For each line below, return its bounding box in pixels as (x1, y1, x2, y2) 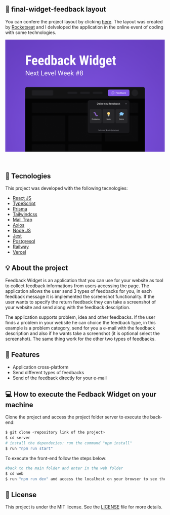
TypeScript (12, 200, 36, 206)
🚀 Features (5, 350, 40, 359)
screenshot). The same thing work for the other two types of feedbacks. (5, 336, 156, 342)
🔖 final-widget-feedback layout (5, 5, 106, 14)
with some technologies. (5, 29, 57, 36)
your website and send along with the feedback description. (5, 304, 131, 310)
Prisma (12, 206, 28, 212)
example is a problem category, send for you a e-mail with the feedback (5, 325, 155, 331)
